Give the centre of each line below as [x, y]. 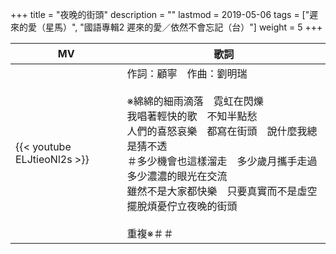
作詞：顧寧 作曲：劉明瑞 [187, 73]
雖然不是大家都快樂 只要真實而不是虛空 [222, 191]
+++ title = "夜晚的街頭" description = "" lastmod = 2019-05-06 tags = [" [160, 14]
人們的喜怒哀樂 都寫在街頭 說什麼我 [217, 131]
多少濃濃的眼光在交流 [177, 176]
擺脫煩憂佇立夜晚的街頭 [182, 206]
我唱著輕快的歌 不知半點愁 [192, 116]
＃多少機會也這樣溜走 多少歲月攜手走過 [222, 161]
